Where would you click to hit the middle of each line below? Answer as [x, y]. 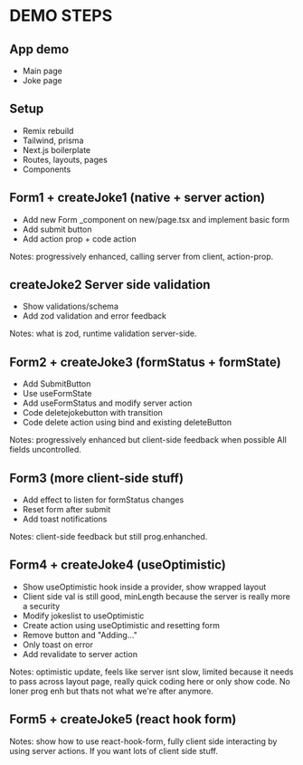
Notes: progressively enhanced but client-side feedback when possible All [148, 440]
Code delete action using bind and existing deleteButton [127, 423]
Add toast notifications [65, 519]
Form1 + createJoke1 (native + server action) [137, 198]
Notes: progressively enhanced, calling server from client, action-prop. [142, 256]
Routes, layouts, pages [65, 159]
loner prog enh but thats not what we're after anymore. [112, 691]
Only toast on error [57, 645]
